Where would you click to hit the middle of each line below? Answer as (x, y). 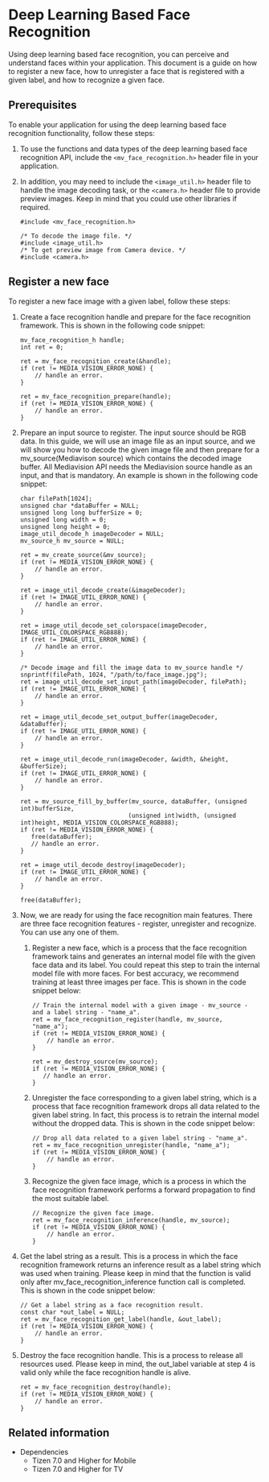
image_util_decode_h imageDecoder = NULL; (92, 534)
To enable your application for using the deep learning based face (118, 124)
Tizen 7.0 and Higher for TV (77, 1469)
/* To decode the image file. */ (76, 236)
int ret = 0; (42, 347)
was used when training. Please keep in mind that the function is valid (135, 1273)
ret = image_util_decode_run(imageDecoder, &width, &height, (124, 759)
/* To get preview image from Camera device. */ (103, 250)
